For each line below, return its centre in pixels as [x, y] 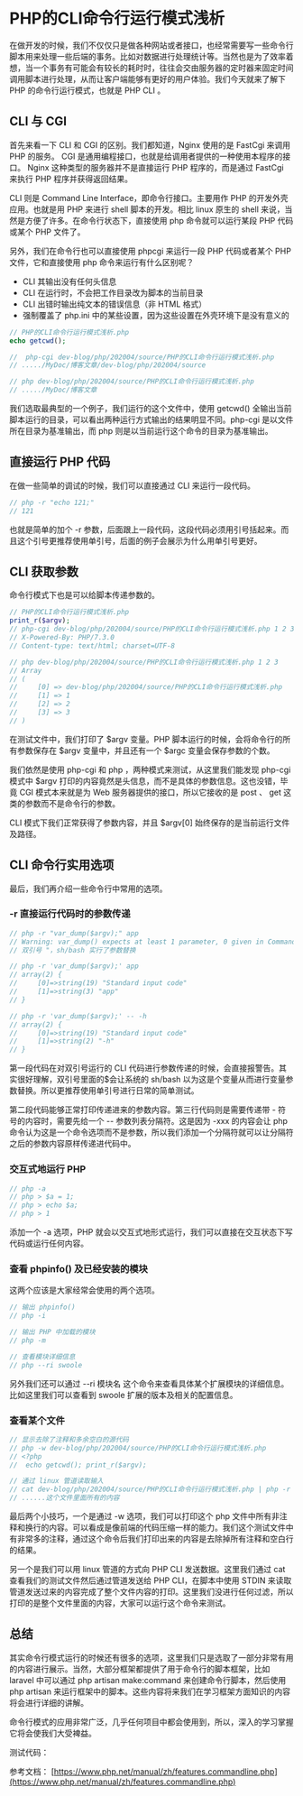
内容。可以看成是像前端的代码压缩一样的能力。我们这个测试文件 [167, 1527]
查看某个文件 [37, 1420]
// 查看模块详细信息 [42, 1357]
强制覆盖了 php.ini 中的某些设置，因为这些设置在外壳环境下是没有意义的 [156, 315]
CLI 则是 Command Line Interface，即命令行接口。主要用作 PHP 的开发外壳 [149, 198]
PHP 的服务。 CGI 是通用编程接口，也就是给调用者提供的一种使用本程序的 [146, 156]
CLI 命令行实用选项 [62, 866]
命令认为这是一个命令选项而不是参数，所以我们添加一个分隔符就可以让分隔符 [151, 1132]
